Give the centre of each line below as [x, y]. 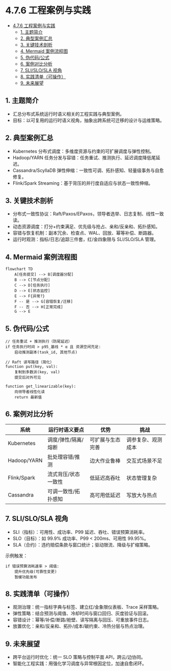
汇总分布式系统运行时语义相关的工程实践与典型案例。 [68, 114]
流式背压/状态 [64, 474]
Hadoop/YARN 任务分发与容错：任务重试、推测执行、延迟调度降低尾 [84, 157]
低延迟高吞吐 [105, 478]
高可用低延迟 [105, 495]
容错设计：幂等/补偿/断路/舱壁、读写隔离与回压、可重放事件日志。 [82, 620]
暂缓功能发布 [26, 577]
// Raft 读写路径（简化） [30, 362]
